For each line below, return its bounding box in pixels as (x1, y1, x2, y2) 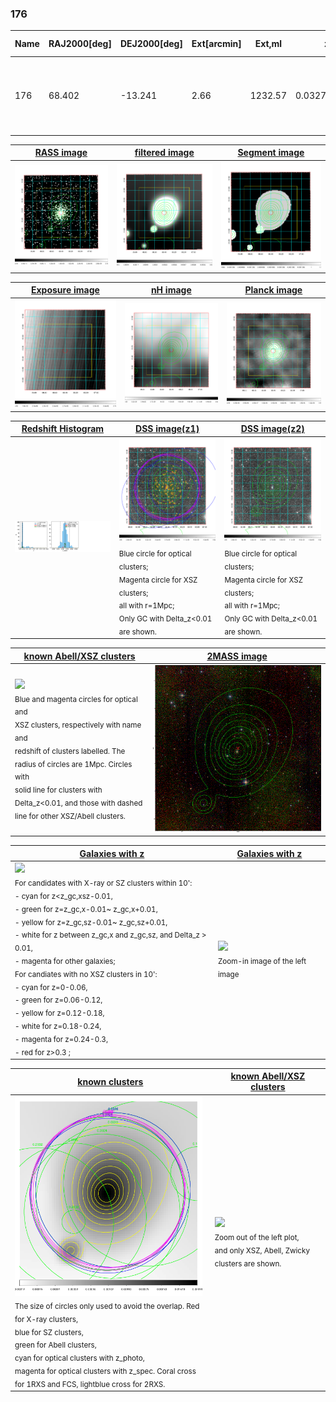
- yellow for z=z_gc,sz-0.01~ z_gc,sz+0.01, (14, 917, 168, 927)
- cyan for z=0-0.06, (14, 982, 88, 992)
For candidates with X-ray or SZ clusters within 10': (14, 878, 193, 888)
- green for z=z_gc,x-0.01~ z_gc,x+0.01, (14, 904, 158, 914)
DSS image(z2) (240, 423, 305, 435)
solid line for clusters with (14, 785, 103, 795)
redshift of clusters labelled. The (14, 746, 126, 756)
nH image (150, 284, 192, 296)
